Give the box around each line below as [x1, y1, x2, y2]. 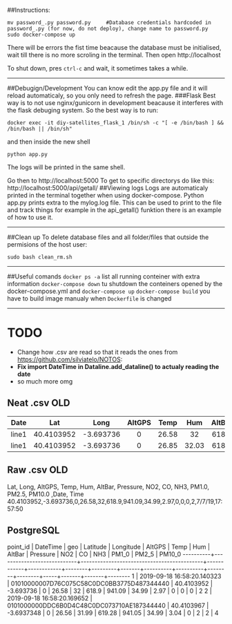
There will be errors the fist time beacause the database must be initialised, [7, 44, 222, 51]
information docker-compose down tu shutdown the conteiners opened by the [7, 280, 223, 287]
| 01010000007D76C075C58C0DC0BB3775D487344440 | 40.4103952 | [7, 580, 213, 588]
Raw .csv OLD [7, 464, 68, 476]
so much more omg [17, 377, 73, 386]
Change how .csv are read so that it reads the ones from [17, 348, 178, 356]
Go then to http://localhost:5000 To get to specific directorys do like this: [7, 176, 215, 185]
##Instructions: [7, 6, 50, 14]
